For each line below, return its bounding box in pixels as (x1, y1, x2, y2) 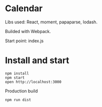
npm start (5, 75, 25, 80)
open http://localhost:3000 (5, 79, 62, 84)
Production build (5, 88, 38, 94)
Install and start (5, 55, 69, 66)
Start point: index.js (5, 37, 44, 44)
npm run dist (5, 97, 31, 102)
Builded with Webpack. (5, 28, 51, 34)
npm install (5, 71, 29, 76)
